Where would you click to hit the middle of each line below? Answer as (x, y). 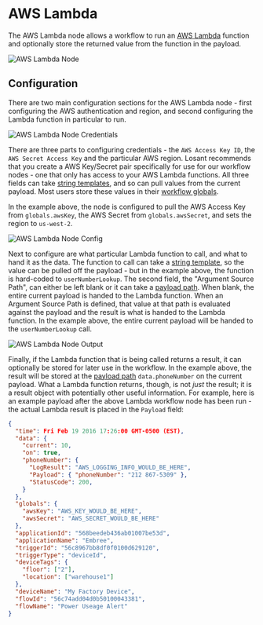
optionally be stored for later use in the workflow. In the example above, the (130, 367)
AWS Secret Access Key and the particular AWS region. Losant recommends (130, 158)
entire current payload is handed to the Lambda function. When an (116, 295)
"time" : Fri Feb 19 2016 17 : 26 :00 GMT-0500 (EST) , (100, 431)
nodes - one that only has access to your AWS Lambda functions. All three (129, 174)
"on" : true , (42, 453)
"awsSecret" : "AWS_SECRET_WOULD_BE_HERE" (91, 519)
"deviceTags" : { (42, 562)
